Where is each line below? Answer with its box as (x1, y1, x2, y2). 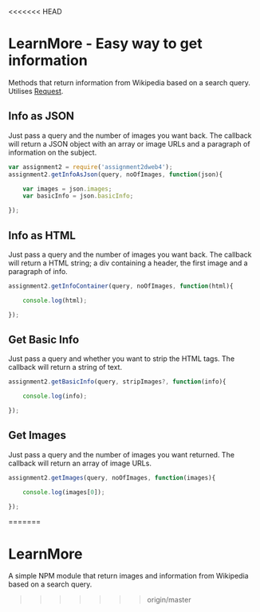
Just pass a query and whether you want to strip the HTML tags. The (8, 354, 235, 363)
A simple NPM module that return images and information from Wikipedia (8, 571, 249, 581)
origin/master (147, 595, 191, 605)
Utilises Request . (8, 86, 64, 96)
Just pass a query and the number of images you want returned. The (8, 449, 235, 459)
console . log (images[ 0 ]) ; (22, 488, 105, 496)
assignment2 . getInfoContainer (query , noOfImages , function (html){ (8, 282, 234, 290)
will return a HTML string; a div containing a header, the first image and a (8, 258, 249, 268)
